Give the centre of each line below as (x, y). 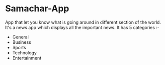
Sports (19, 47)
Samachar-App (37, 9)
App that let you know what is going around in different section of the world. (83, 22)
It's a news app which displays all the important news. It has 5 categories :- (82, 27)
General (20, 37)
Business (22, 42)
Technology (25, 53)
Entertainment (27, 58)
